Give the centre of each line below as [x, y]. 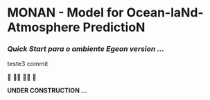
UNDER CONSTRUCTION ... [47, 90]
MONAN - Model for [65, 13]
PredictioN [114, 27]
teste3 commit [28, 64]
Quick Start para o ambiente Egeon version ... [86, 49]
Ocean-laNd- [165, 13]
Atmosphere [44, 27]
